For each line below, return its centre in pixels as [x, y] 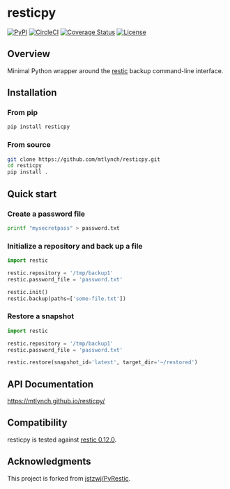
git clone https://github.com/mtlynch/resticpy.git [84, 159]
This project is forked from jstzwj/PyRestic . [69, 478]
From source [29, 145]
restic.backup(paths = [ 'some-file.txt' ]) [67, 298]
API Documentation [51, 384]
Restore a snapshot [41, 316]
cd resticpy [24, 166]
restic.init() [28, 292]
